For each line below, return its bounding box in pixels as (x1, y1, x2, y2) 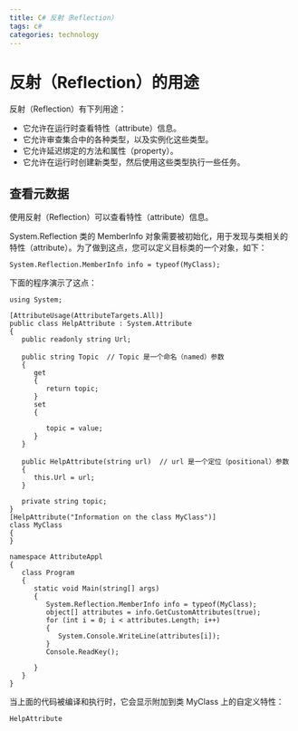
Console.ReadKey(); (45, 648, 120, 657)
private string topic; (21, 497, 107, 506)
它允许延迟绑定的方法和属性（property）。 (22, 146, 178, 157)
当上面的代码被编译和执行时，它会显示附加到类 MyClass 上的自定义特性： (9, 697, 284, 707)
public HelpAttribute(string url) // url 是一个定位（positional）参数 (21, 457, 290, 466)
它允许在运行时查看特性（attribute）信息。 (22, 123, 182, 134)
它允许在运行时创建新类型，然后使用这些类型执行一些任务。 (22, 157, 245, 168)
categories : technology (9, 30, 100, 39)
